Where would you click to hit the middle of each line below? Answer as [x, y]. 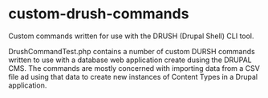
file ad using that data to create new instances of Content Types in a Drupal [133, 76]
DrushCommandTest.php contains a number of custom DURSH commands [132, 51]
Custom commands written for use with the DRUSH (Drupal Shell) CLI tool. [131, 36]
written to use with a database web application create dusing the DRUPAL [130, 60]
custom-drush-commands [99, 14]
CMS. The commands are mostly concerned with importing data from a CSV [134, 68]
